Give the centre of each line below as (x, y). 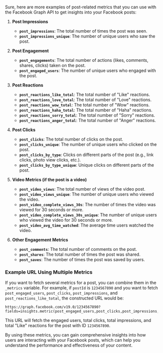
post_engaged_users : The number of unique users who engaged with (88, 71)
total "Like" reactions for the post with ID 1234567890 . (58, 326)
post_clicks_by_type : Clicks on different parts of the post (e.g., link (86, 155)
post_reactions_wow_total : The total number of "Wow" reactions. (84, 105)
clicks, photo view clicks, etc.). (50, 160)
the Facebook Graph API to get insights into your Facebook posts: (71, 12)
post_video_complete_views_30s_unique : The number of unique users (88, 215)
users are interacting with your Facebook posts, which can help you (73, 340)
